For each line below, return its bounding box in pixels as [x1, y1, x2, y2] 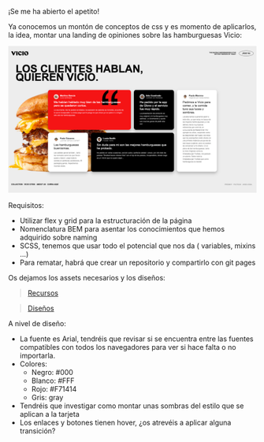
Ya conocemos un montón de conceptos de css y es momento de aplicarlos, [8, 22, 257, 31]
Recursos [27, 288, 59, 298]
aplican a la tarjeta [19, 409, 80, 418]
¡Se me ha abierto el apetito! [8, 7, 100, 16]
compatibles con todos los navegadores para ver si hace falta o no [19, 342, 236, 351]
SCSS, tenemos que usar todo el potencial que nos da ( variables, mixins [19, 240, 256, 251]
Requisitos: [8, 200, 45, 210]
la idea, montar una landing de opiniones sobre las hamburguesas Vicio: [8, 31, 243, 39]
